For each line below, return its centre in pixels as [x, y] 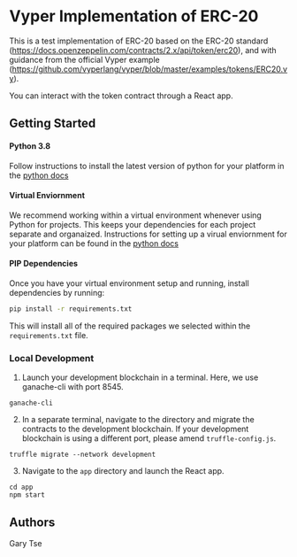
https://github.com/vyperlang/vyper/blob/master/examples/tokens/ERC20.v [150, 69]
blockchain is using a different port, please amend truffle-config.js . [149, 438]
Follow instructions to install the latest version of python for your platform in [147, 166]
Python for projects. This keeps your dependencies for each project [133, 224]
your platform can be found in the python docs [94, 243]
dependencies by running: [57, 292]
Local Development [52, 358]
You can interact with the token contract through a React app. [121, 96]
